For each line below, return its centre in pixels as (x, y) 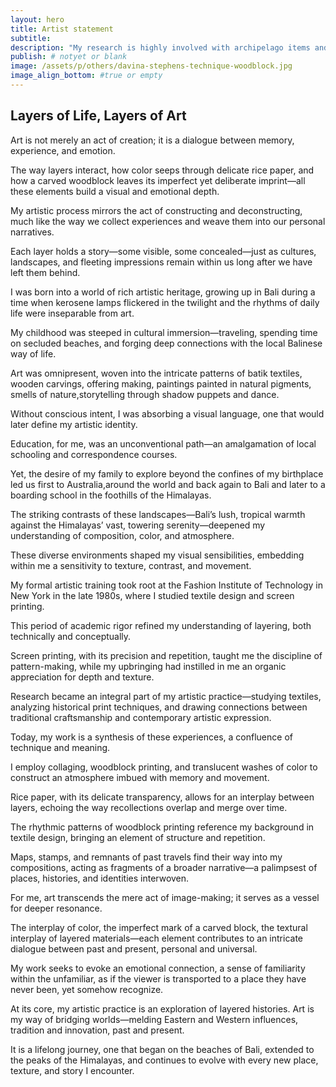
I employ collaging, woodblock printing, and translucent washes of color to (164, 767)
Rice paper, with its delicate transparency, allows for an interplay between (162, 797)
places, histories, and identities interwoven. (100, 878)
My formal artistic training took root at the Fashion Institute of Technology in (166, 585)
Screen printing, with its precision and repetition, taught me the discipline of (166, 655)
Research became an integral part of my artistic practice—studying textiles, (166, 696)
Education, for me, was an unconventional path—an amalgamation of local (163, 443)
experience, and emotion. (63, 150)
